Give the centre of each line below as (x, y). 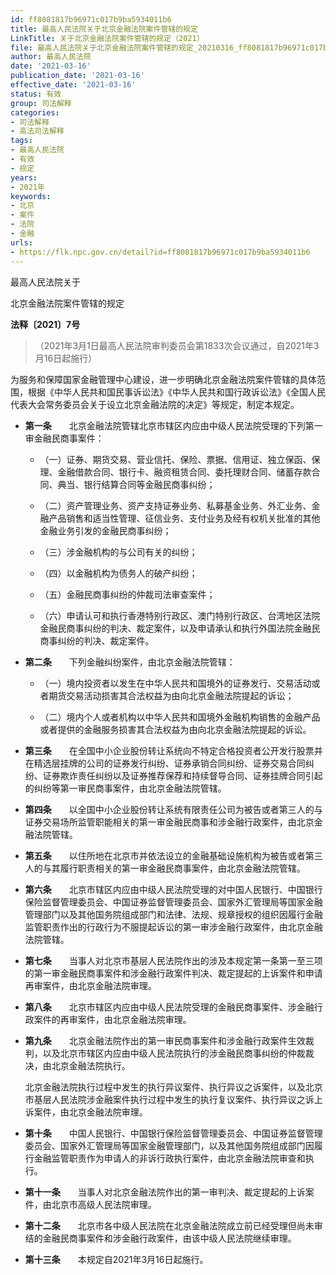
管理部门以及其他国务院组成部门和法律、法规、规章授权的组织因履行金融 (173, 914)
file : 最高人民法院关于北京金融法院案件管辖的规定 (102, 47)
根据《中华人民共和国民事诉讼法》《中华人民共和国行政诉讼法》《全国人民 (176, 392)
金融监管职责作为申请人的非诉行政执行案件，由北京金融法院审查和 (169, 1158)
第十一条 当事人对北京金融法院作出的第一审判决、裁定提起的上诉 (165, 1192)
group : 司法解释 (41, 103)
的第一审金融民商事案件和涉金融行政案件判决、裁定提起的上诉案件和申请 (173, 973)
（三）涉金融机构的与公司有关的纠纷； (118, 552)
